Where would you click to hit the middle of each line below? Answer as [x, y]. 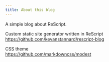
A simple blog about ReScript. [36, 24]
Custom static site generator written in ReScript [54, 33]
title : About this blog [30, 10]
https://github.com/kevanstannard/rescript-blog [55, 39]
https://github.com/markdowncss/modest [48, 54]
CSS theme [17, 48]
